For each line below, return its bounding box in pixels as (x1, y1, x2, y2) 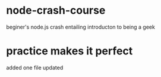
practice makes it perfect (6, 44, 133, 58)
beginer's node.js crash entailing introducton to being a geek (6, 23, 156, 30)
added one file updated (6, 64, 64, 71)
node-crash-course (6, 4, 106, 17)
